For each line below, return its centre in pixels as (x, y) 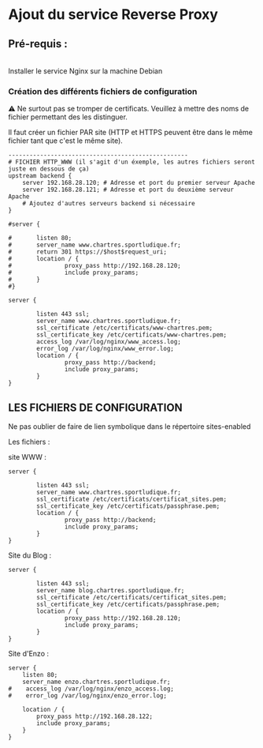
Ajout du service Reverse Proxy (113, 15)
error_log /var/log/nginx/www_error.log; (106, 349)
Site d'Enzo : (29, 654)
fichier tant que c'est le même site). (66, 141)
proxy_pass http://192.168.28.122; (95, 716)
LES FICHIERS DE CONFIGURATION (95, 407)
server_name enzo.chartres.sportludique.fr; (96, 682)
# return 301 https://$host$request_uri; (88, 252)
